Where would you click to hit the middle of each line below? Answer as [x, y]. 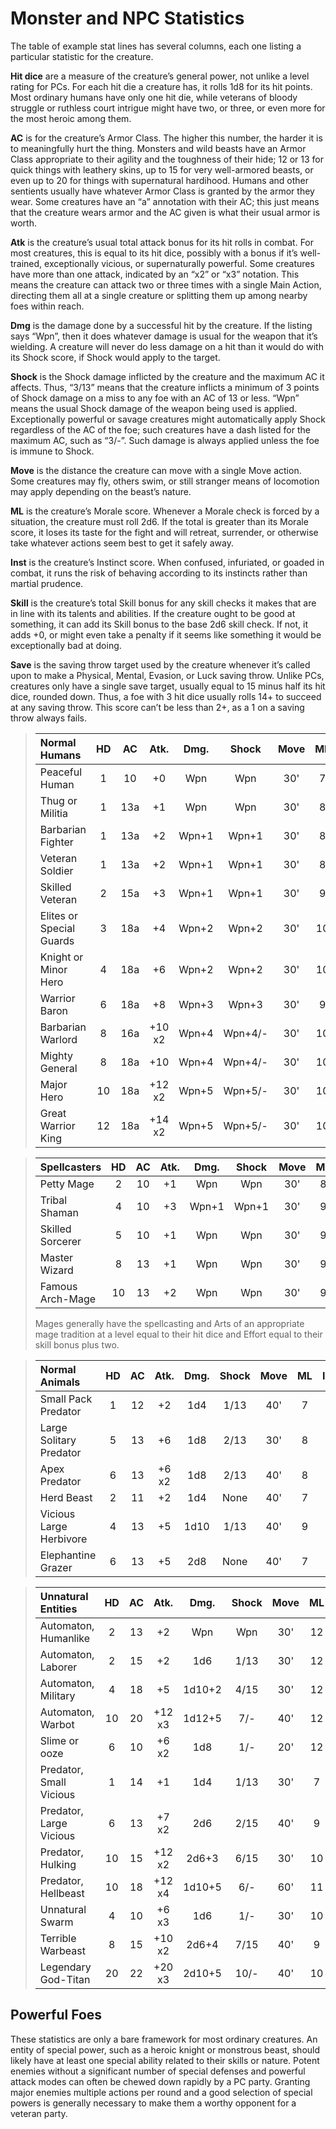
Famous [58, 1286]
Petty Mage [67, 1184]
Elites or [58, 915]
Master [56, 1257]
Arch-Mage [68, 1299]
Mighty [56, 1055]
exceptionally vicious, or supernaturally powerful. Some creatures [179, 263]
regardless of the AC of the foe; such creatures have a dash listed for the [160, 429]
